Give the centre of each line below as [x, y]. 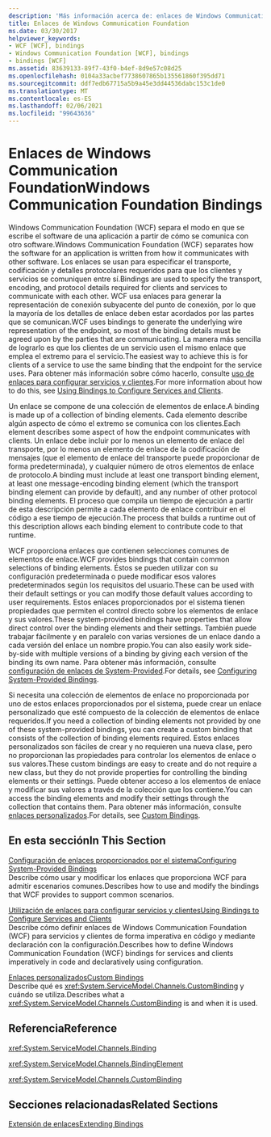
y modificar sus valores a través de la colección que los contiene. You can [130, 790]
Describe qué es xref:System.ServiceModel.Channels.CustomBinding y [126, 986]
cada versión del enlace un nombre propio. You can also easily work [121, 645]
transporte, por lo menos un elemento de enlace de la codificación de [124, 448]
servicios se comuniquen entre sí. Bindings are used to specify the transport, [135, 279]
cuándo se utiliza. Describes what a [67, 994]
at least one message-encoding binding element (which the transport [124, 483]
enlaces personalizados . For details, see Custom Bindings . [104, 815]
